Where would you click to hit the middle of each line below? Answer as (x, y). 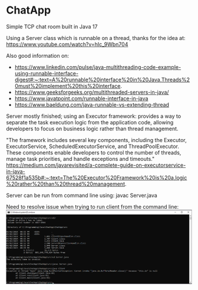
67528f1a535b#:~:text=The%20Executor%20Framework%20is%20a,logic (97, 177)
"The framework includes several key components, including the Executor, (96, 140)
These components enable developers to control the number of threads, (94, 152)
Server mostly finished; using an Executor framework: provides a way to (94, 116)
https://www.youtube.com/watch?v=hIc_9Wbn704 (67, 44)
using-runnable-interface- (46, 73)
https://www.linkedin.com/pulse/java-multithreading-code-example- (98, 67)
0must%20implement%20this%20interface (67, 85)
